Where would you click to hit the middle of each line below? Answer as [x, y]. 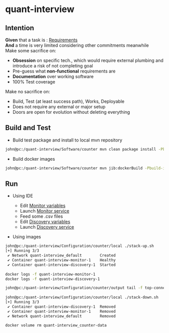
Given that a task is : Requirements [41, 40]
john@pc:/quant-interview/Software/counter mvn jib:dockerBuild [74, 168]
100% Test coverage [34, 82]
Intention [20, 28]
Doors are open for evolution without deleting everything [71, 112]
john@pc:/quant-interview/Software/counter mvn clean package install [81, 149]
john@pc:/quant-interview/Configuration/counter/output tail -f [74, 288]
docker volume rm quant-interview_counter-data [56, 325]
